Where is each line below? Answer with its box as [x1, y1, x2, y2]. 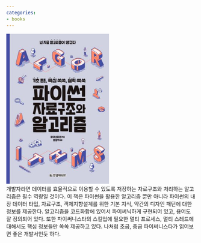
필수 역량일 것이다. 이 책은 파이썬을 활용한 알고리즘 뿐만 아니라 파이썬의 [22, 193, 190, 200]
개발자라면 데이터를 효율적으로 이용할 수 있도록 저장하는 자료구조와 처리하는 [6, 185, 184, 192]
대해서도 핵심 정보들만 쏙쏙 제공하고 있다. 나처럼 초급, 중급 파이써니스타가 [6, 223, 178, 230]
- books [6, 16, 26, 22]
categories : [6, 10, 36, 16]
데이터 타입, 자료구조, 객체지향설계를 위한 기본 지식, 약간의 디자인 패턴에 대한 [12, 200, 193, 207]
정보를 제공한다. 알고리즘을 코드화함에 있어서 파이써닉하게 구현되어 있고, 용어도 [6, 208, 191, 215]
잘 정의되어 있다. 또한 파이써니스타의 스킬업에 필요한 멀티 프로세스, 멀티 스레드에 [6, 215, 194, 222]
